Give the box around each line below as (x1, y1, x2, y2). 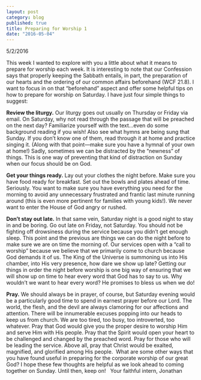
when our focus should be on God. (6, 160, 92, 167)
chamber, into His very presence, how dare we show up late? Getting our (6, 260, 187, 267)
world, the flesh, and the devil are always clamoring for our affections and (6, 304, 189, 311)
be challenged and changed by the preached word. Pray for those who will (6, 336, 191, 343)
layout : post (6, 8, 39, 15)
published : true (6, 20, 47, 26)
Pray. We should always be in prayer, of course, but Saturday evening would (6, 291, 195, 298)
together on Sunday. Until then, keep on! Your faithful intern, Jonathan (6, 367, 183, 375)
